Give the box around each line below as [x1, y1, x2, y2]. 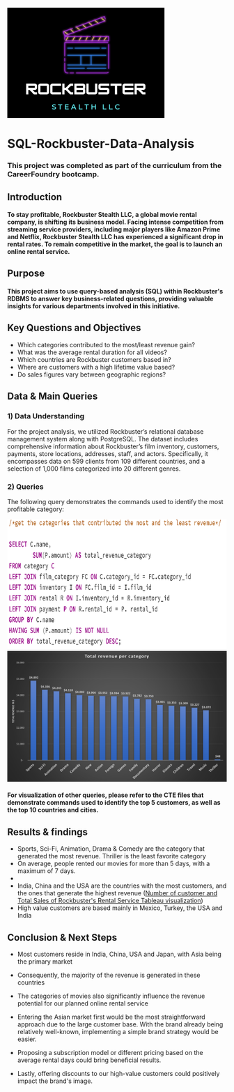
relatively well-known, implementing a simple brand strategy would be [17, 1028, 219, 1036]
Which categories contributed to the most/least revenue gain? [17, 340, 195, 349]
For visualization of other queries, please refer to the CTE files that [7, 791, 204, 799]
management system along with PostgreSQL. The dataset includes [7, 434, 198, 443]
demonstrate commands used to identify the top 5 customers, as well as [7, 798, 221, 807]
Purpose [7, 268, 45, 280]
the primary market [17, 957, 73, 966]
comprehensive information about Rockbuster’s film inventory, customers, [7, 442, 219, 450]
